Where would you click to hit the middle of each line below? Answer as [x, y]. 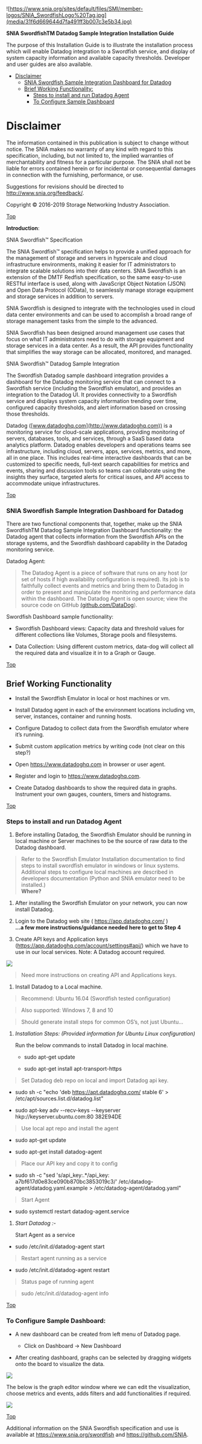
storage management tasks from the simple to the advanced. [82, 321]
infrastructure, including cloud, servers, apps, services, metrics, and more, [99, 451]
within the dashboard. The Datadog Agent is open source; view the [104, 599]
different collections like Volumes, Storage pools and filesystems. [96, 635]
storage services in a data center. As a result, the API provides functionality [100, 345]
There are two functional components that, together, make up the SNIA [94, 524]
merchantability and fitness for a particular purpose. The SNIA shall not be [99, 162]
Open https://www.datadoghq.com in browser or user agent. [90, 764]
